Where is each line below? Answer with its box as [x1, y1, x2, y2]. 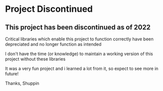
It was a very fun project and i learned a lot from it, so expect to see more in [5, 65, 159, 71]
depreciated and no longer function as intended [5, 41, 102, 47]
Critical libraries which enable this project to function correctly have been [5, 36, 154, 42]
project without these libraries [5, 56, 66, 62]
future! [5, 71, 19, 77]
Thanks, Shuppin [5, 80, 39, 86]
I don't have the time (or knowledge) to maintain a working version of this [5, 51, 153, 57]
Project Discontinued [5, 3, 93, 15]
